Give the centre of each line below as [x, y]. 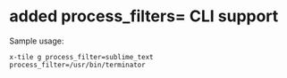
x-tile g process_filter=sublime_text [81, 57]
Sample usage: [37, 41]
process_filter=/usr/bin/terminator [77, 65]
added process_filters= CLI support [144, 16]
